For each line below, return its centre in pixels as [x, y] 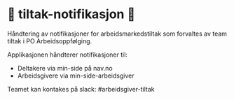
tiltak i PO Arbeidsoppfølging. [50, 41]
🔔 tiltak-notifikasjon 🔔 [71, 14]
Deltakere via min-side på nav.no [65, 68]
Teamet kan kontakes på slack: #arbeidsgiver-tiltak [81, 89]
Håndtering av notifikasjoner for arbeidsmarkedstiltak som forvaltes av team [117, 34]
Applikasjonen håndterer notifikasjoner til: [68, 55]
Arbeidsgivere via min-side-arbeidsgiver [76, 76]
